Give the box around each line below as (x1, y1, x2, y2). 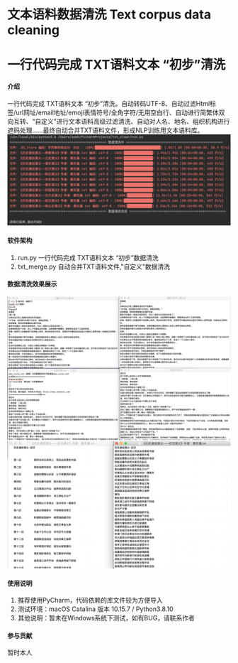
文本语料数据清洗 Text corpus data (7, 6, 211, 23)
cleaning (7, 22, 60, 38)
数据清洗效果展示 (7, 280, 57, 289)
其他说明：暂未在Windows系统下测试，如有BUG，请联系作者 (17, 614, 195, 622)
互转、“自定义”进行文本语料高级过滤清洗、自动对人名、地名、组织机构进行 (13, 117, 230, 125)
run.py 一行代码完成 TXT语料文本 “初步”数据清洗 (17, 253, 159, 262)
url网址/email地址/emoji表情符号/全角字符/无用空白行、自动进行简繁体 (16, 108, 220, 117)
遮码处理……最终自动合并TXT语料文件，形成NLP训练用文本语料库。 (7, 126, 204, 134)
